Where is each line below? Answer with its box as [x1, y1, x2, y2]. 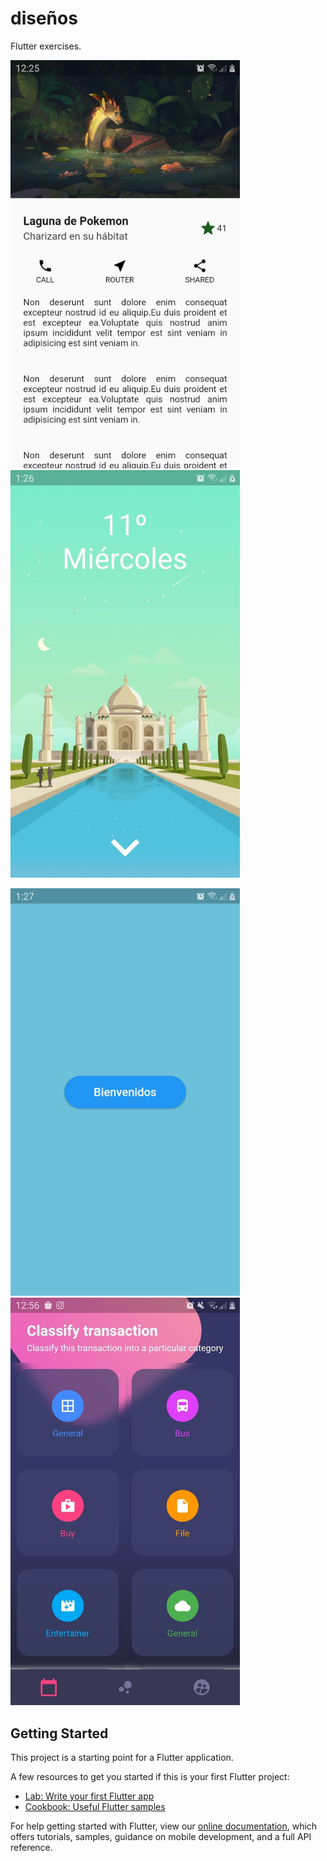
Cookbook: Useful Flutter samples [24, 1800, 166, 1812]
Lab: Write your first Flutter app [24, 1790, 155, 1802]
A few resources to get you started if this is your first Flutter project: [10, 1770, 290, 1782]
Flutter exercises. [10, 40, 82, 52]
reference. [10, 1841, 53, 1853]
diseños [10, 7, 78, 30]
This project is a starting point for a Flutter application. [10, 1751, 234, 1763]
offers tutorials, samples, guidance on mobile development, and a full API [10, 1830, 312, 1842]
